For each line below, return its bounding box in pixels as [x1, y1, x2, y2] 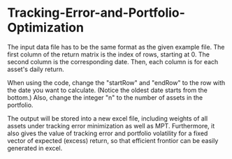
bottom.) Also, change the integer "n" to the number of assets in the [7, 93, 203, 102]
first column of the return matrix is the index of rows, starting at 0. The [7, 50, 210, 59]
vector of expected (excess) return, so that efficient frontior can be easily [7, 136, 219, 144]
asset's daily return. [7, 65, 64, 73]
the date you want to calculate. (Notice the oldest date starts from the [7, 86, 208, 94]
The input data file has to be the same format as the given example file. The [7, 43, 225, 51]
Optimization [7, 20, 84, 36]
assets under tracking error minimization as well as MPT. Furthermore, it [7, 121, 215, 130]
